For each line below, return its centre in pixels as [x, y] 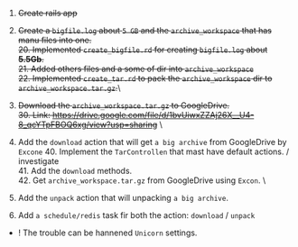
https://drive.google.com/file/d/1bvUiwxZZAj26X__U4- [154, 115]
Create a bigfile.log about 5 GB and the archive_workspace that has [145, 30]
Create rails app [48, 13]
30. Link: [34, 115]
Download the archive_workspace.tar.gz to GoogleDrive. [124, 105]
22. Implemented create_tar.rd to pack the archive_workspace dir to [145, 78]
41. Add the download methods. [75, 171]
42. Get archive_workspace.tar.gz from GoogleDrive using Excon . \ [142, 180]
